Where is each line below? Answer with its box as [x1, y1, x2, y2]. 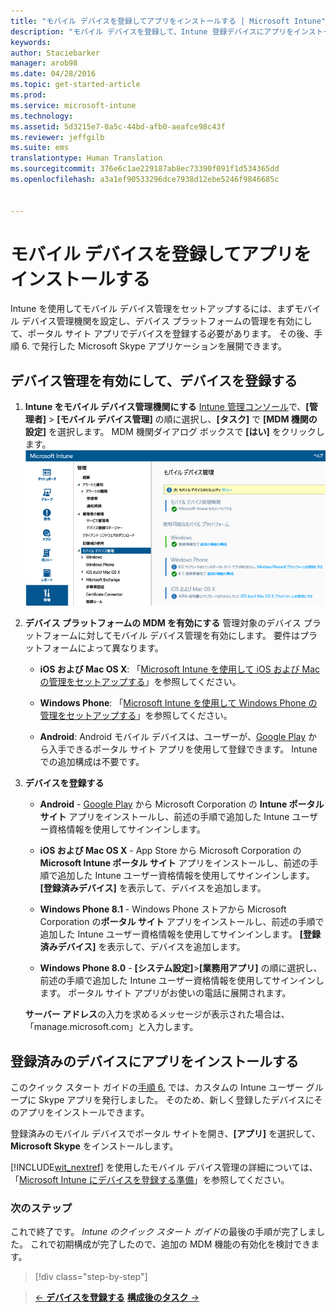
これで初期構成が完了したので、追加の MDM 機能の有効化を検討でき [29, 1238, 312, 1250]
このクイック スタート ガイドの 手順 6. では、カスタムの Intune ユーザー [10, 1081, 304, 1094]
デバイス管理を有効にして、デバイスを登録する [10, 372, 298, 389]
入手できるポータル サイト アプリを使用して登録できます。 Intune [48, 743, 318, 755]
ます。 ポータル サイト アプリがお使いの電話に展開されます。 [39, 987, 292, 999]
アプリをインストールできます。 [18, 1106, 150, 1119]
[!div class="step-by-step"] [34, 1271, 148, 1283]
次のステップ [10, 1201, 73, 1215]
